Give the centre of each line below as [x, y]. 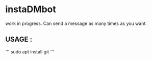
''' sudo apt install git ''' [30, 51]
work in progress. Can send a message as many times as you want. [76, 23]
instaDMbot [31, 9]
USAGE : [19, 39]
